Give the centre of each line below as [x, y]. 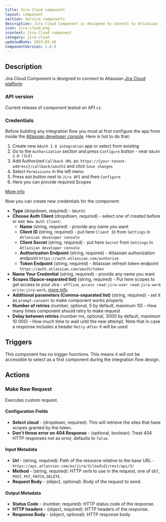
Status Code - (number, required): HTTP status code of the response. [83, 504]
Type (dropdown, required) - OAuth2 [49, 211]
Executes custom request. [32, 400]
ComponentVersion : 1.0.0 [31, 47]
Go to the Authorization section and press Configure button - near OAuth [86, 151]
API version [19, 97]
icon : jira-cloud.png [27, 28]
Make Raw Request [29, 389]
